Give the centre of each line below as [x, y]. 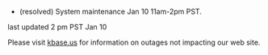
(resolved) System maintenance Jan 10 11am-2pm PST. [111, 12]
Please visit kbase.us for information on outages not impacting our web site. [134, 42]
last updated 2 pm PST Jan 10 [57, 27]
